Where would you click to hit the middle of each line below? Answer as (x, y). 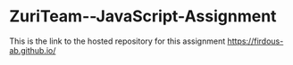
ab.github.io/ (33, 50)
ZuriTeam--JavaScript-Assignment (143, 16)
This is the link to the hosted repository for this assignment (117, 41)
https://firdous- (255, 41)
